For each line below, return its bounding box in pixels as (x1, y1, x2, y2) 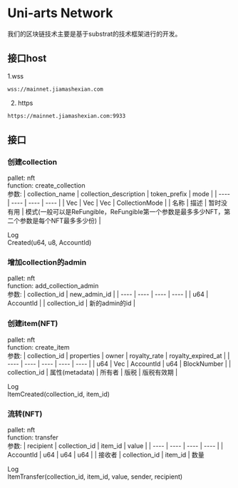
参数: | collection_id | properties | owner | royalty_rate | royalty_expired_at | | (7, 351, 230, 360)
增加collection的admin (7, 258, 87, 268)
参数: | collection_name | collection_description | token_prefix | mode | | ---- (7, 190, 230, 198)
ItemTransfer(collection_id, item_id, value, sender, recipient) (7, 472, 183, 481)
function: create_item (7, 342, 70, 351)
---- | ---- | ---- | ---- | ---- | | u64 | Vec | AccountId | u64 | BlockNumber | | (7, 359, 232, 368)
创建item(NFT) (7, 319, 58, 329)
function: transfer (7, 433, 58, 442)
